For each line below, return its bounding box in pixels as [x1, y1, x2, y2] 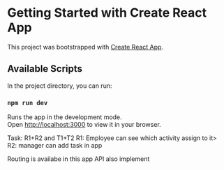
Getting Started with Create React [7, 5, 207, 21]
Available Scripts [7, 63, 82, 75]
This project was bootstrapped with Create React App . [7, 42, 164, 51]
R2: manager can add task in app [7, 141, 103, 150]
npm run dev [7, 99, 48, 107]
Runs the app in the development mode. [7, 113, 122, 121]
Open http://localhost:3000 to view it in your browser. [7, 121, 162, 129]
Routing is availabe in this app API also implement [7, 155, 150, 163]
